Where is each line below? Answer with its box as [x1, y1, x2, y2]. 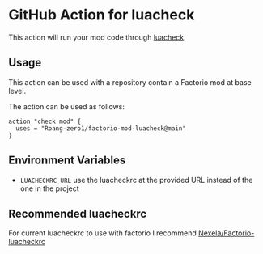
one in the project [19, 184, 79, 193]
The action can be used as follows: [8, 101, 125, 111]
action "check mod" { [8, 117, 82, 125]
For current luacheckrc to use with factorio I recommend [8, 228, 197, 238]
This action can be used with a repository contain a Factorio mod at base [8, 77, 252, 87]
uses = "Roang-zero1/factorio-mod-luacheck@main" [15, 124, 186, 133]
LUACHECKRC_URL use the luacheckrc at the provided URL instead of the [19, 175, 253, 184]
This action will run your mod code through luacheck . [8, 32, 186, 42]
